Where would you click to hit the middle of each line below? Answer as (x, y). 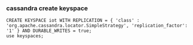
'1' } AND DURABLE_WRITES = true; (49, 31)
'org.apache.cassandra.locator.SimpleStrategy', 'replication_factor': (97, 26)
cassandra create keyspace (47, 8)
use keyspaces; (25, 36)
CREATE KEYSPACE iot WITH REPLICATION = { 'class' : (73, 21)
